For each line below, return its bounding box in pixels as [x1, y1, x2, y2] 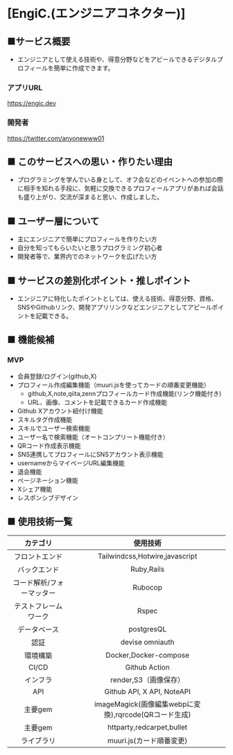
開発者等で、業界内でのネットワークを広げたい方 [17, 252, 157, 260]
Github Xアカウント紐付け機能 [17, 406, 103, 415]
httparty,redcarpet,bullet [107, 722, 188, 732]
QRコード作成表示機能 [17, 441, 81, 449]
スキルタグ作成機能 [17, 415, 73, 424]
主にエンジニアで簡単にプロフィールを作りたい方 [17, 235, 157, 243]
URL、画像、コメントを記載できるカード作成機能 [27, 398, 168, 406]
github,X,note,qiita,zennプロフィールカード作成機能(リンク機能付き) [27, 389, 222, 397]
